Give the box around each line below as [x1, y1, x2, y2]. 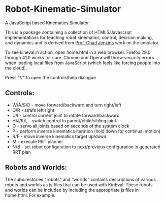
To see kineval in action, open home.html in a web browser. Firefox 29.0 [5, 49, 151, 55]
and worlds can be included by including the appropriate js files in [5, 187, 139, 193]
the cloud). [5, 65, 27, 71]
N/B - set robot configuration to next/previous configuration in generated [12, 144, 161, 150]
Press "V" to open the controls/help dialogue [5, 74, 96, 80]
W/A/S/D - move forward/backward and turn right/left [12, 102, 122, 108]
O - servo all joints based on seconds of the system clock [12, 123, 130, 129]
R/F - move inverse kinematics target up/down [12, 133, 107, 139]
